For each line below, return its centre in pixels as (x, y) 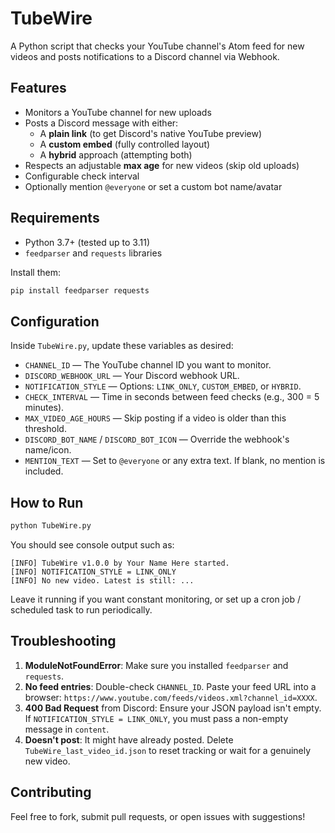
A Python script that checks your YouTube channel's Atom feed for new (157, 46)
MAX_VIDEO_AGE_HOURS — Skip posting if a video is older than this (155, 418)
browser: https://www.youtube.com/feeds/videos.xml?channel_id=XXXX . (171, 697)
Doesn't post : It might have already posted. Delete (129, 739)
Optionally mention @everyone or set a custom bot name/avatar (153, 186)
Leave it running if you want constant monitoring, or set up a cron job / (155, 599)
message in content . (67, 729)
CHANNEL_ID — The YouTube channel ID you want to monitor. (148, 365)
